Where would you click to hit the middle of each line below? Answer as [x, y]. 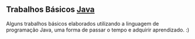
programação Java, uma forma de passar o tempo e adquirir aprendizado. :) [98, 30]
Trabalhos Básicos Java [50, 10]
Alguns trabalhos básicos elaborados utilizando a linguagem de [83, 23]
